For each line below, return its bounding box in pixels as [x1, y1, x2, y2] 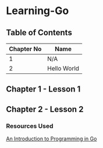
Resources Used [6, 122, 54, 130]
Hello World [47, 65, 80, 72]
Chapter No [9, 45, 42, 53]
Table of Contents [6, 28, 73, 38]
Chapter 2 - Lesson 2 [6, 104, 84, 114]
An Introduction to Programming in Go [6, 135, 97, 142]
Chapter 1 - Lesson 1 [6, 84, 81, 95]
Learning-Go [6, 4, 69, 18]
